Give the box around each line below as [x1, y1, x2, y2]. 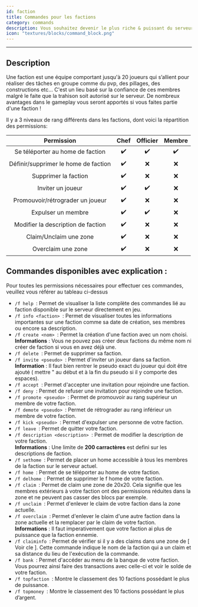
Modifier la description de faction [14, 220, 106, 229]
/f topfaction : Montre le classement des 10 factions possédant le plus [14, 575, 190, 582]
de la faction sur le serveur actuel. [14, 462, 98, 469]
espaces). [14, 375, 39, 382]
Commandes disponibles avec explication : [6, 266, 168, 276]
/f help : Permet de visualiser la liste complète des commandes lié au [14, 299, 186, 306]
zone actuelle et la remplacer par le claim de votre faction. [14, 519, 156, 526]
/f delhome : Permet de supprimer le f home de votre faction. [14, 475, 164, 482]
